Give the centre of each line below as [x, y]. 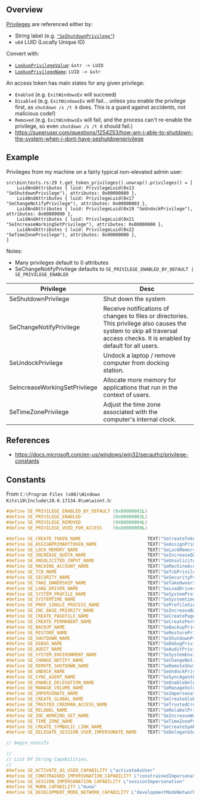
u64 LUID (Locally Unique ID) [50, 42]
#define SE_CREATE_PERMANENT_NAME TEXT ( [84, 621]
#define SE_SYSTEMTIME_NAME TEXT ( [84, 600]
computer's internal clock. [140, 419]
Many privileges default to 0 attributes [62, 262]
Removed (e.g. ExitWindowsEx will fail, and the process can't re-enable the [103, 120]
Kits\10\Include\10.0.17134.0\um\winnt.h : [59, 500]
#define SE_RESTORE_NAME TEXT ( [84, 633]
